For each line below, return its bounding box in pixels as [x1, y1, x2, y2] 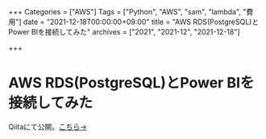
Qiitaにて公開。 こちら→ [8, 121, 87, 131]
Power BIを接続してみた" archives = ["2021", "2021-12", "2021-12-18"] [8, 27, 240, 36]
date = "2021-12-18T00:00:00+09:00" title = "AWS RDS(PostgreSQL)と [23, 17, 260, 27]
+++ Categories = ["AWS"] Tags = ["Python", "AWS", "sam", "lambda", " [8, 7, 247, 16]
